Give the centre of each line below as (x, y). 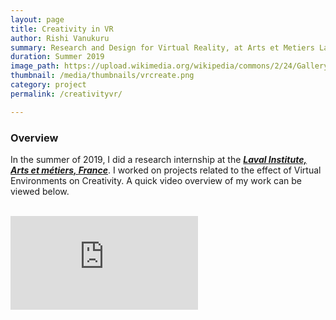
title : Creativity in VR (62, 29)
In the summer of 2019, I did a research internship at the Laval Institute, (159, 159)
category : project (48, 85)
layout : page (37, 19)
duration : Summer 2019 (57, 57)
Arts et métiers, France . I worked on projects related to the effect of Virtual (166, 170)
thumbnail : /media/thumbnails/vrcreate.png (102, 76)
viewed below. (40, 191)
